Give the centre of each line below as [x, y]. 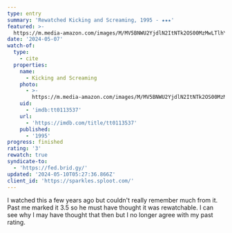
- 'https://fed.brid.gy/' [51, 168]
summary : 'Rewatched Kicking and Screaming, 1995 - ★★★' [91, 20]
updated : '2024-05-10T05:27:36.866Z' [61, 174]
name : [28, 71]
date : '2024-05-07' [35, 39]
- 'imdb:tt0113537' [53, 110]
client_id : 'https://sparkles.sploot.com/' [71, 180]
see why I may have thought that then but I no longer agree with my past [110, 215]
